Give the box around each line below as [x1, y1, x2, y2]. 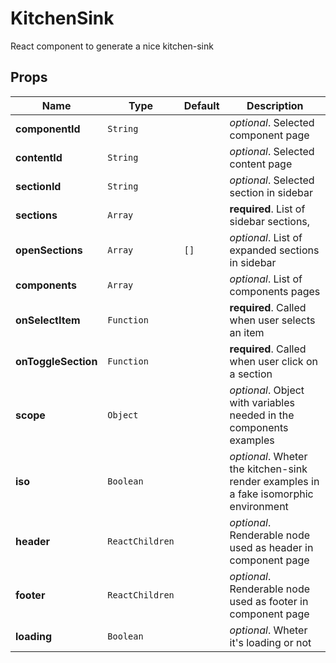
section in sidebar [229, 185, 313, 199]
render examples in [229, 474, 320, 488]
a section [229, 367, 273, 381]
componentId [15, 122, 81, 136]
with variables [229, 395, 295, 409]
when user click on [229, 354, 318, 368]
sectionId [15, 179, 62, 193]
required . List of [229, 202, 306, 216]
